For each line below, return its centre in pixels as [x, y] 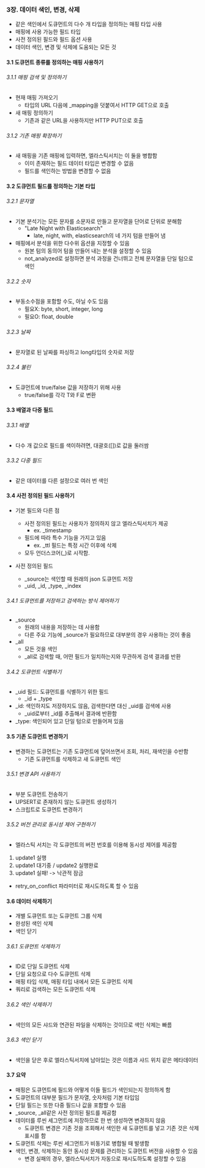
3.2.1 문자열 [20, 201]
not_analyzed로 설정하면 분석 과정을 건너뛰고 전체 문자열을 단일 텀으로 [109, 259]
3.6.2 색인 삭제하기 [29, 1004]
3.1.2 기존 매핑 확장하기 [34, 135]
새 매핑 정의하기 [34, 113]
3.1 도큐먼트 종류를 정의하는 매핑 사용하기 [55, 62]
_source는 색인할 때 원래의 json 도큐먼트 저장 [79, 579]
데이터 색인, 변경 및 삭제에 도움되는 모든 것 [66, 47]
